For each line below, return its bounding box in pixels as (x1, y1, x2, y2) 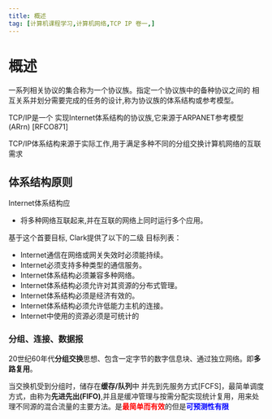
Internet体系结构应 (8, 199, 71, 208)
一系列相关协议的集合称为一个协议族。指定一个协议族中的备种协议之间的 (8, 85, 250, 95)
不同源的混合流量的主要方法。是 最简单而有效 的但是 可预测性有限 (15, 401, 229, 411)
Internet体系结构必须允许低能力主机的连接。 (19, 301, 168, 311)
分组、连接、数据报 (8, 334, 84, 345)
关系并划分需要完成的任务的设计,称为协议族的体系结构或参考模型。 (15, 95, 239, 106)
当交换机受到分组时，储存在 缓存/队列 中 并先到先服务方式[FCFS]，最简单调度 (8, 381, 265, 391)
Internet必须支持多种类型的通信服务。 (19, 260, 146, 270)
